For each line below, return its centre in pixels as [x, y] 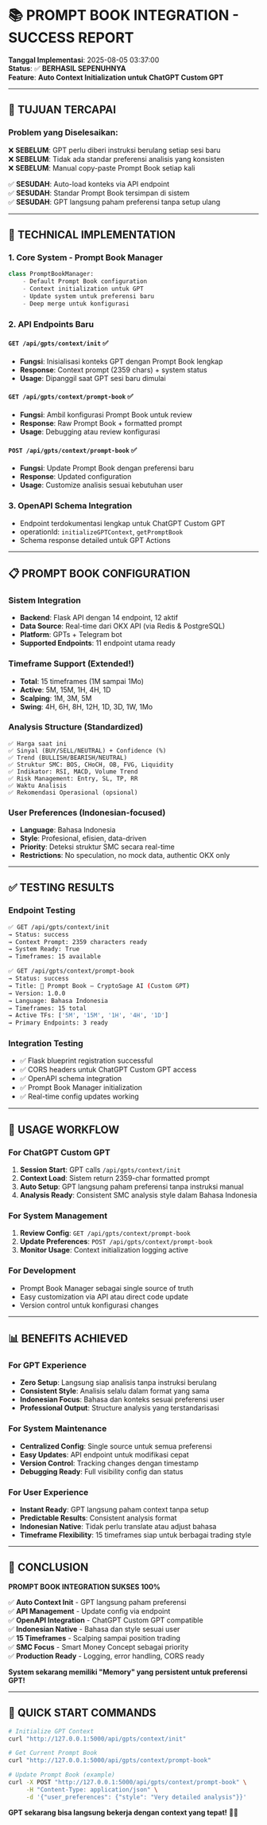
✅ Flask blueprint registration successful [86, 1060]
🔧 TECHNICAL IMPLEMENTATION [92, 235]
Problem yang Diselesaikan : [63, 132]
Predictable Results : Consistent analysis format [98, 1518]
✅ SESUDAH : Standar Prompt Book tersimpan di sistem [99, 193]
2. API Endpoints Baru [51, 324]
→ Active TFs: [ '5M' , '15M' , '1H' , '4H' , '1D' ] [89, 1016]
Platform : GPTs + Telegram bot [71, 635]
